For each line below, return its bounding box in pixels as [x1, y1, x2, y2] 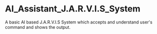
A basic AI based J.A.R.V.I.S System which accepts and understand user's [5, 19, 153, 25]
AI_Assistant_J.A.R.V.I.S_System [5, 3, 141, 14]
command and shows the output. [5, 24, 71, 30]
